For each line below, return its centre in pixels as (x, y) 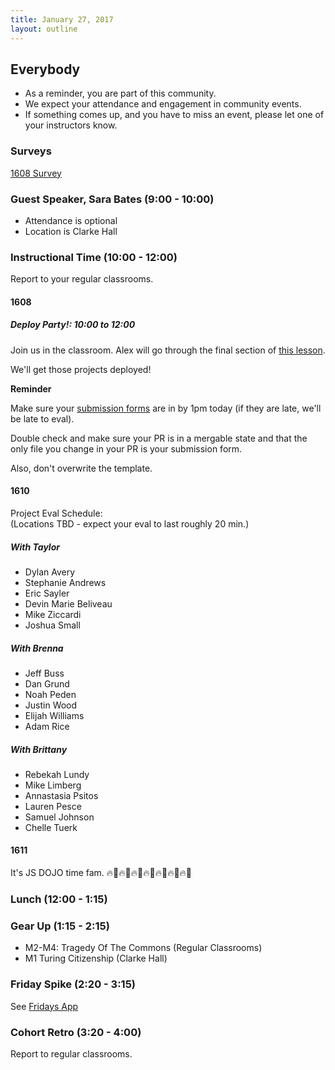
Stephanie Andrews (65, 582)
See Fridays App (44, 1006)
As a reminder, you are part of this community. (120, 93)
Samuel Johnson (59, 817)
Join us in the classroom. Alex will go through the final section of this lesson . (168, 350)
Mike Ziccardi (53, 614)
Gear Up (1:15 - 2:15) (60, 926)
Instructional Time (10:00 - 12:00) (94, 257)
